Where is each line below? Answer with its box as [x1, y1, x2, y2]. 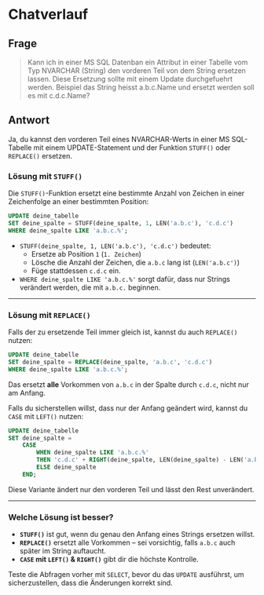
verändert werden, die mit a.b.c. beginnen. [19, 283, 161, 292]
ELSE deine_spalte [36, 463, 97, 472]
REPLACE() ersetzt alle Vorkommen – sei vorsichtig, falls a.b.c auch [19, 538, 236, 547]
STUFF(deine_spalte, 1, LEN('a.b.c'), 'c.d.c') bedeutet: [19, 241, 211, 250]
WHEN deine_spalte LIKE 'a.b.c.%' [36, 449, 149, 457]
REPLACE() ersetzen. [8, 151, 72, 160]
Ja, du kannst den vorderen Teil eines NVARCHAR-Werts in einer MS [8, 134, 230, 144]
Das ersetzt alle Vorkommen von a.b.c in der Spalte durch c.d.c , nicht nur [8, 379, 249, 389]
